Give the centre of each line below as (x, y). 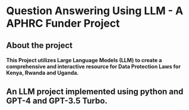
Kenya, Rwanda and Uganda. (42, 73)
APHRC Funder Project (63, 23)
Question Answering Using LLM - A (95, 11)
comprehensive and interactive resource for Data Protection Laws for (94, 67)
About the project (40, 45)
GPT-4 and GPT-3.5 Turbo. (57, 101)
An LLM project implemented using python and (95, 91)
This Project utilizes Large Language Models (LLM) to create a (84, 60)
